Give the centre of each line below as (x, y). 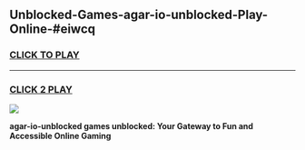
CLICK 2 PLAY (41, 89)
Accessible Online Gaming (60, 135)
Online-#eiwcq (53, 30)
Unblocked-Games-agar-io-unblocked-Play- (139, 15)
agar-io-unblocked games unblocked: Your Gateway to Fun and (132, 125)
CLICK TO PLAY (44, 55)
